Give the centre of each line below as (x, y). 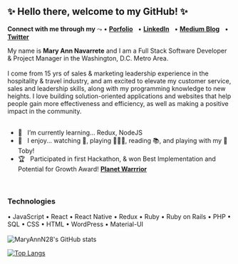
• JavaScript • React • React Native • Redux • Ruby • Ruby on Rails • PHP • (119, 217)
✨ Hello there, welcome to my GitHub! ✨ (98, 12)
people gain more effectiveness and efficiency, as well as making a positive (118, 103)
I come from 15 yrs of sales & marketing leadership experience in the (108, 73)
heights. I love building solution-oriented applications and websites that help (119, 96)
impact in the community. (45, 111)
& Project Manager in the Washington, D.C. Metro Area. (88, 58)
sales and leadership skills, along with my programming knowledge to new (117, 88)
